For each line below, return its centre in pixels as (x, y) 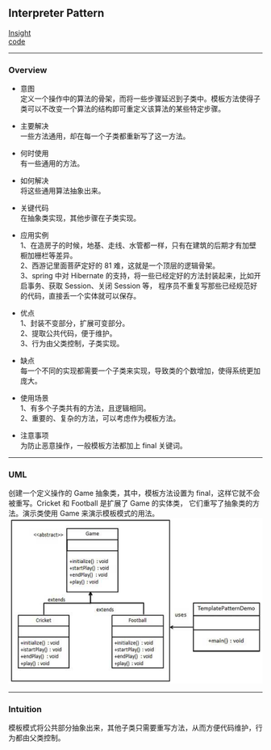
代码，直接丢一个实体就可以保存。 (84, 296)
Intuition (25, 709)
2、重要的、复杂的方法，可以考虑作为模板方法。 (100, 418)
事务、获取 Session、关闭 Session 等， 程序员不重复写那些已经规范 (139, 286)
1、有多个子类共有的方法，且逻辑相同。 (85, 409)
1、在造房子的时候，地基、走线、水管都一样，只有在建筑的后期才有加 (135, 245)
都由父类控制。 (40, 738)
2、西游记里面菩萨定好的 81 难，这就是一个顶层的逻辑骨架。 (120, 265)
